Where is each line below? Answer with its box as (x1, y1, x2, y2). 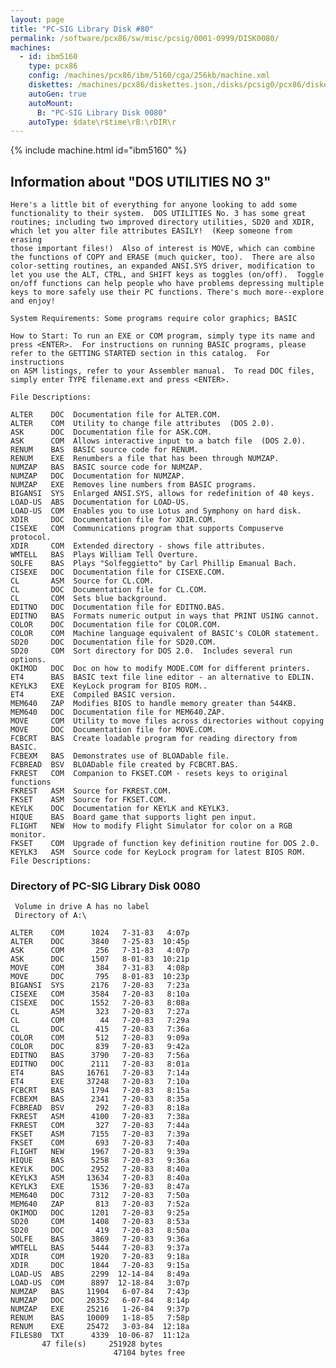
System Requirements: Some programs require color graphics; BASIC (10, 314, 298, 324)
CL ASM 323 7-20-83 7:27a (10, 1007, 190, 1017)
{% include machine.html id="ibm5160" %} (10, 144, 188, 156)
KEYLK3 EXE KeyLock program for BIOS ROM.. (10, 681, 208, 691)
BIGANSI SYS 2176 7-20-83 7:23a (10, 981, 190, 991)
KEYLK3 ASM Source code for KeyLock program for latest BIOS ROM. (10, 847, 307, 858)
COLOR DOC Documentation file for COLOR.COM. (10, 620, 222, 630)
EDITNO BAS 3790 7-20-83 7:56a (10, 1051, 190, 1061)
